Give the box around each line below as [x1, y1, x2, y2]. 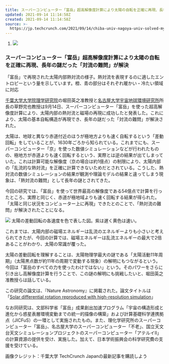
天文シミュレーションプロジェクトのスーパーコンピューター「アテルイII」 [9, 330, 162, 336]
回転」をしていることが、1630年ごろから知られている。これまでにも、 [5, 140, 152, 146]
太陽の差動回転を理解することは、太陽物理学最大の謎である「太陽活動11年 [5, 252, 159, 258]
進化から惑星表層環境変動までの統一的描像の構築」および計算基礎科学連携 [5, 311, 159, 317]
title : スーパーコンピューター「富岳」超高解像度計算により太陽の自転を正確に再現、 [5, 7, 159, 13]
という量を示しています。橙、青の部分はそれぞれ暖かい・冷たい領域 [22, 80, 163, 86]
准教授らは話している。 [5, 277, 54, 283]
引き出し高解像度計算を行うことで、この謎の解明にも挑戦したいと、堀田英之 [5, 271, 163, 277]
